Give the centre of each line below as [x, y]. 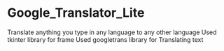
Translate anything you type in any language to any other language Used [112, 32]
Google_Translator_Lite [76, 13]
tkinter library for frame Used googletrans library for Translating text [105, 39]
